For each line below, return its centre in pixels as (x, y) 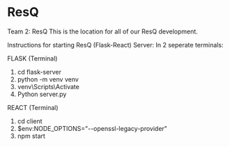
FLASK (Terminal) (32, 58)
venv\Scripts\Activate (48, 86)
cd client (30, 121)
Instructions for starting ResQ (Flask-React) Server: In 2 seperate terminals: (115, 45)
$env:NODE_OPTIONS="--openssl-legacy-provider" (92, 128)
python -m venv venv (48, 79)
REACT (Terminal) (33, 107)
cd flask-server (39, 72)
